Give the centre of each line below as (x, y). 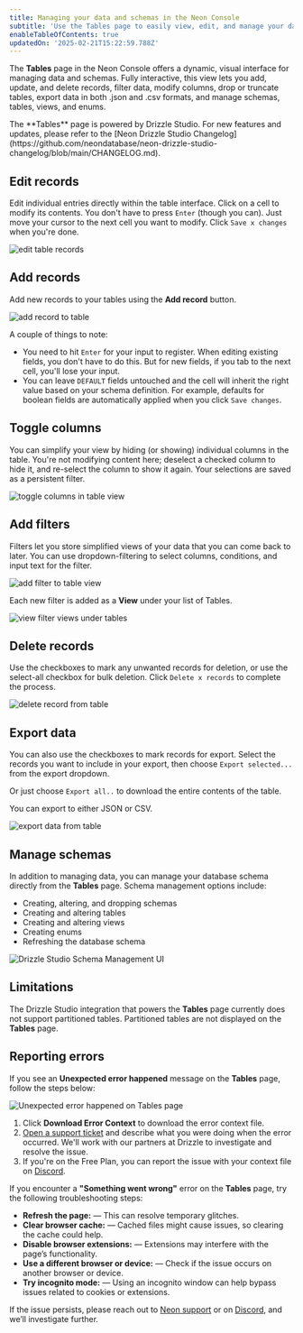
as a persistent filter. (47, 478)
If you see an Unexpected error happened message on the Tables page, (145, 1078)
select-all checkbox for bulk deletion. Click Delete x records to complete (145, 677)
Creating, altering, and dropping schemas (100, 903)
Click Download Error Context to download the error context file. (143, 1123)
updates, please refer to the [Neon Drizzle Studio (101, 134)
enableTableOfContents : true (64, 34)
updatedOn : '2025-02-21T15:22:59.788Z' (84, 43)
